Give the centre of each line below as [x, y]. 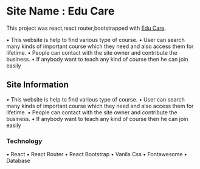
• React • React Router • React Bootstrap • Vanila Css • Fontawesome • [97, 154]
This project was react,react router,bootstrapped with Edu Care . [86, 28]
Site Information [37, 85]
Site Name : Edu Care [60, 11]
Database [18, 161]
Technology [24, 141]
